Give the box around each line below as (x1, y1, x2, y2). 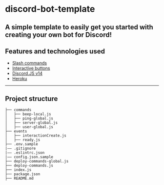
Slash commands (12, 60, 47, 66)
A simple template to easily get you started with (5, 23, 154, 31)
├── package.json (5, 172, 41, 177)
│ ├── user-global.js (5, 125, 54, 130)
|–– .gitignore (5, 146, 36, 151)
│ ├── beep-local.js (5, 112, 51, 117)
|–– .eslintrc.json (5, 150, 45, 155)
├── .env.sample (5, 142, 38, 147)
